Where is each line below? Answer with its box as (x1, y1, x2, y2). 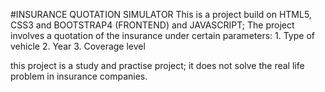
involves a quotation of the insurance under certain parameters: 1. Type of (10, 30, 315, 41)
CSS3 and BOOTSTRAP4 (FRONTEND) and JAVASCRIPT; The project (10, 19, 295, 31)
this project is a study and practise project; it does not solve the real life (10, 60, 305, 71)
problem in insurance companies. (10, 70, 148, 82)
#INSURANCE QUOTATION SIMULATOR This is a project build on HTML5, (10, 9, 312, 20)
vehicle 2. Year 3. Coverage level (10, 40, 146, 52)
